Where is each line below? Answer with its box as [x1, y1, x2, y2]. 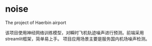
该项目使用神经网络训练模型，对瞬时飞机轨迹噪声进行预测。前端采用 [5, 29, 144, 35]
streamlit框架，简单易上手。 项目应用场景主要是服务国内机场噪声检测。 [5, 36, 150, 42]
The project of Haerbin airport [5, 20, 66, 25]
